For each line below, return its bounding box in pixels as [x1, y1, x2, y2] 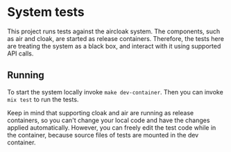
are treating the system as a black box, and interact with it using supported [7, 42, 221, 50]
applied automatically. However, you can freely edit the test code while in [7, 123, 216, 132]
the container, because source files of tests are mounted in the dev [7, 130, 199, 139]
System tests [7, 4, 85, 20]
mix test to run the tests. [7, 95, 79, 103]
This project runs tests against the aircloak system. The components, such [7, 27, 221, 35]
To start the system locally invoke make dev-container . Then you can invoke [7, 87, 223, 96]
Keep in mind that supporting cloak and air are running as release [7, 108, 194, 117]
